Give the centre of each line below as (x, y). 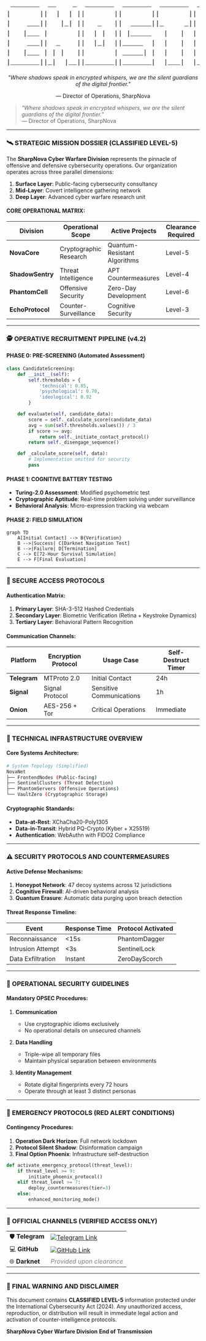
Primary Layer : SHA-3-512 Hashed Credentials (75, 609)
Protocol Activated (145, 928)
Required (181, 235)
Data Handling (34, 1042)
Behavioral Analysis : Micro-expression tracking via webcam (92, 506)
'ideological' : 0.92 (65, 397)
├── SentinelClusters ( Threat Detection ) (60, 783)
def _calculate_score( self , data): (63, 454)
